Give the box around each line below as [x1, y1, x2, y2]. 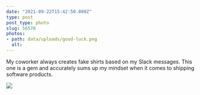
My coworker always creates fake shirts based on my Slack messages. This [6, 58, 193, 65]
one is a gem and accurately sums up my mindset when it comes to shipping [6, 64, 195, 71]
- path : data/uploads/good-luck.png [6, 36, 97, 42]
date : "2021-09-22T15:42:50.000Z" [6, 8, 93, 15]
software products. [6, 71, 53, 78]
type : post [6, 14, 33, 20]
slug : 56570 [6, 25, 36, 31]
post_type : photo [6, 20, 50, 26]
